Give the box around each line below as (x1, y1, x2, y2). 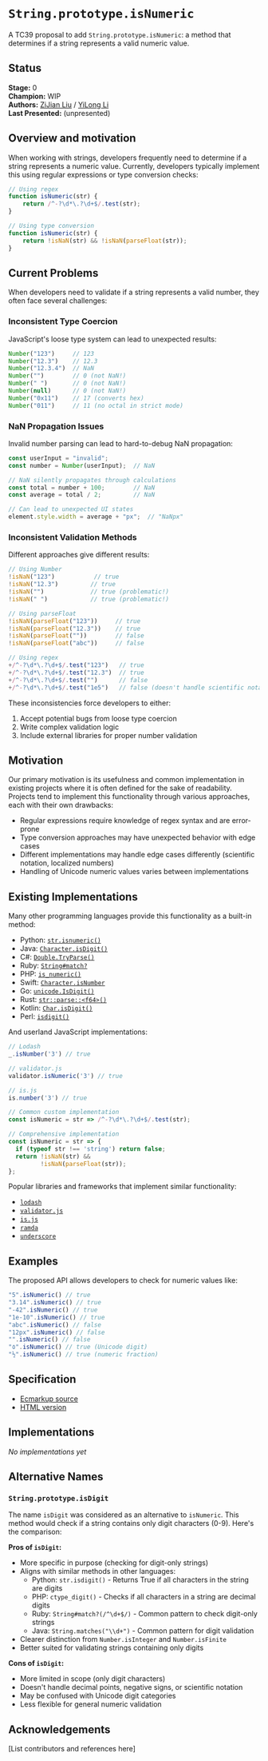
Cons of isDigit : (8, 1659, 65, 1668)
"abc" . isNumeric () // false (8, 1320, 102, 1329)
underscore (19, 1232, 57, 1241)
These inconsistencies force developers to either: (8, 698, 171, 708)
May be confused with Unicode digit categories (19, 1691, 176, 1701)
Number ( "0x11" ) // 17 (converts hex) (8, 394, 145, 402)
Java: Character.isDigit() (19, 944, 108, 953)
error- (231, 816, 251, 825)
